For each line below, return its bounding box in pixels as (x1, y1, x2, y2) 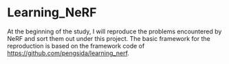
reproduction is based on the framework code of (7, 42, 145, 50)
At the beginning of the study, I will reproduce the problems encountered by (7, 27, 222, 35)
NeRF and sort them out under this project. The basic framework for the (7, 34, 211, 42)
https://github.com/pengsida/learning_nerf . (7, 49, 129, 57)
